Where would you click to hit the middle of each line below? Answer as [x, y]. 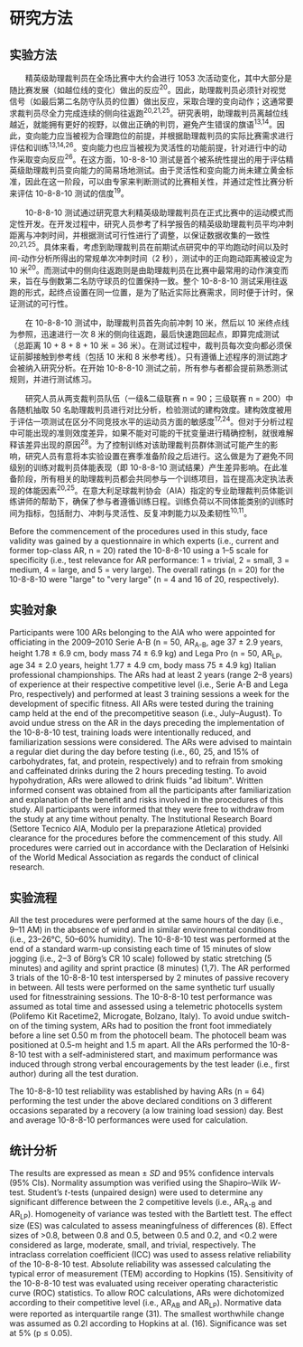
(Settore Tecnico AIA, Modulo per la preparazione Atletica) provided [135, 829]
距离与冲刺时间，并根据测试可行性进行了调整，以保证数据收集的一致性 [140, 235]
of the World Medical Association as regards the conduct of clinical [134, 857]
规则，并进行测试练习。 [53, 380]
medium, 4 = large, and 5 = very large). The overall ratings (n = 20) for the [147, 570]
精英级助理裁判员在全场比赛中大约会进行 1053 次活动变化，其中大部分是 [159, 78]
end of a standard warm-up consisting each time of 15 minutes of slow [141, 949]
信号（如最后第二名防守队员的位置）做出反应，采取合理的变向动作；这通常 [147, 101]
